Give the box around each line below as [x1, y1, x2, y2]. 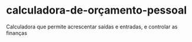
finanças [6, 29, 28, 36]
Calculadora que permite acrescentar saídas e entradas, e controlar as [6, 23, 178, 30]
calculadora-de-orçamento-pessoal [6, 4, 187, 17]
